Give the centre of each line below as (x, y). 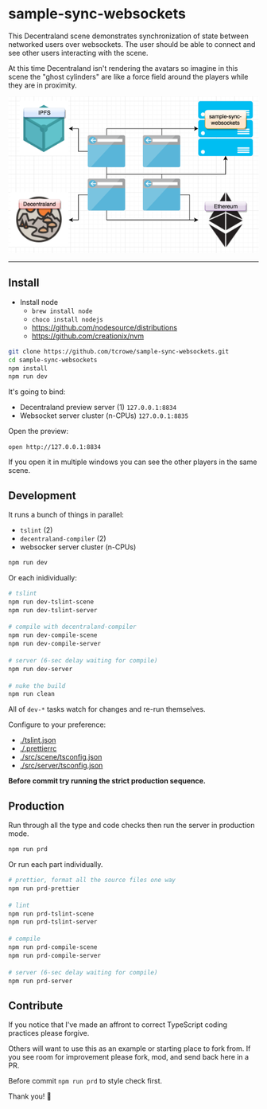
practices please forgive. (49, 1033)
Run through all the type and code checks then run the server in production (132, 826)
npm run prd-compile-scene (53, 947)
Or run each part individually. (56, 864)
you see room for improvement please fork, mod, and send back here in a (128, 1057)
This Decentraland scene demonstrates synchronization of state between (128, 36)
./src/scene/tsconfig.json (61, 757)
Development (43, 496)
